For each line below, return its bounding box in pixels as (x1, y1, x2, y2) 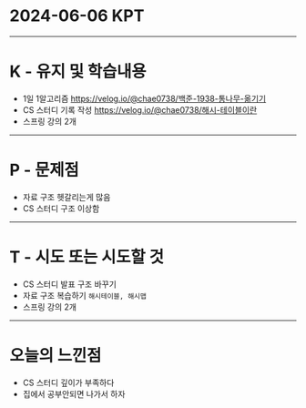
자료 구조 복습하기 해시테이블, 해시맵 (22, 290, 148, 301)
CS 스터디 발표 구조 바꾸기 (22, 279, 117, 290)
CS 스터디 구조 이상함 (22, 202, 100, 214)
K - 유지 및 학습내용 (9, 61, 148, 82)
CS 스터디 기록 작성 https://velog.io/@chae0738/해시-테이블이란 (22, 104, 258, 115)
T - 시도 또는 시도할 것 (9, 247, 165, 267)
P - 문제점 (9, 160, 79, 180)
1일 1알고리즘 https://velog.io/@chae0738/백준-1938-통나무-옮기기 (22, 93, 267, 104)
